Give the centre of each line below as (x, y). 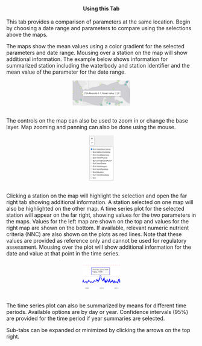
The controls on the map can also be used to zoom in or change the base (97, 120)
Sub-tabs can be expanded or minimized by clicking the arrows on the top (98, 330)
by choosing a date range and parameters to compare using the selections (99, 28)
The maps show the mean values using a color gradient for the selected (96, 46)
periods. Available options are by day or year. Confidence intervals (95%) (97, 312)
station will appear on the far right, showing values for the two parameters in (101, 215)
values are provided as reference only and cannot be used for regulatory (96, 241)
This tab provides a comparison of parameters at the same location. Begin (98, 22)
